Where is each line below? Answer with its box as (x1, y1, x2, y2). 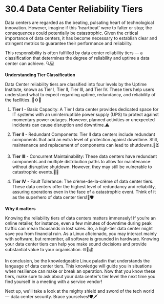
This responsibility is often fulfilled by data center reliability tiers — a (5, 50, 143, 56)
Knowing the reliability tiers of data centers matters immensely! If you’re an (5, 215, 156, 221)
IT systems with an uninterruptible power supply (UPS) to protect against (12, 111, 159, 117)
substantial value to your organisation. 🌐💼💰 (5, 246, 94, 252)
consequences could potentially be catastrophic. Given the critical (5, 30, 138, 36)
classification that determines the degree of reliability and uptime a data (5, 55, 150, 61)
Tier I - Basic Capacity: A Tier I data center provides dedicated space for (12, 106, 159, 112)
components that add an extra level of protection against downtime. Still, (12, 136, 159, 142)
